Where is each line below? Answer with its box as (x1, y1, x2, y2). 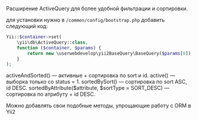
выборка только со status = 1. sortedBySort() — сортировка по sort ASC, (6, 78, 187, 85)
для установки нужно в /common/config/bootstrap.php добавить (6, 16, 165, 23)
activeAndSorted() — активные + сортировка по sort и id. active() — (6, 72, 176, 79)
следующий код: (6, 23, 48, 29)
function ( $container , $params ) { (16, 45, 101, 51)
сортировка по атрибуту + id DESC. (6, 91, 96, 98)
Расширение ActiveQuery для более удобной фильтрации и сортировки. (6, 5, 188, 12)
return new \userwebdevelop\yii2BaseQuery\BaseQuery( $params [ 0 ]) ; (27, 50, 194, 56)
